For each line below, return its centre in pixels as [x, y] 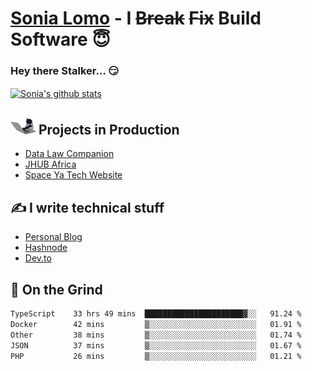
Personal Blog [53, 237]
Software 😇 [60, 39]
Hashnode [46, 248]
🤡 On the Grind [56, 289]
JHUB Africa [50, 164]
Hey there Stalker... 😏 [65, 71]
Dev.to [38, 258]
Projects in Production [109, 129]
